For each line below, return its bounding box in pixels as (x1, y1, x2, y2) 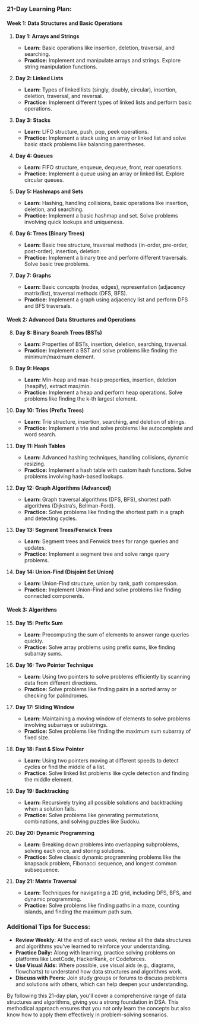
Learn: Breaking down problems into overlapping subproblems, (24, 840, 180, 848)
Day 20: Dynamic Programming (15, 829, 94, 836)
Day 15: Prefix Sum (15, 619, 63, 626)
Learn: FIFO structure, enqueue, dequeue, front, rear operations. (24, 164, 183, 171)
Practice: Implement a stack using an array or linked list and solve (24, 134, 187, 141)
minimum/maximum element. (24, 353, 96, 361)
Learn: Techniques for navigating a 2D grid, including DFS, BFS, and (24, 889, 192, 896)
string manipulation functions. (24, 63, 97, 70)
